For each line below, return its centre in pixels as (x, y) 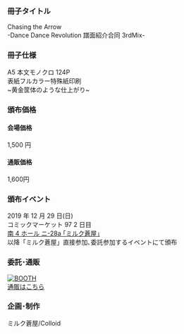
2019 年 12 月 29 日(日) (41, 216)
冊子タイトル (29, 11)
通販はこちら (26, 286)
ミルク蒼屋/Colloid (34, 323)
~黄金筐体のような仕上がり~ (49, 89)
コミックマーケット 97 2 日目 (49, 225)
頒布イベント (29, 199)
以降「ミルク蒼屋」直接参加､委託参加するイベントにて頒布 (92, 242)
